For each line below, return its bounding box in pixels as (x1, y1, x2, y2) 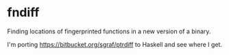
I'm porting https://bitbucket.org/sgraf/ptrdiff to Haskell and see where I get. (7, 40, 223, 48)
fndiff (7, 5, 40, 20)
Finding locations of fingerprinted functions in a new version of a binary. (7, 27, 211, 35)
